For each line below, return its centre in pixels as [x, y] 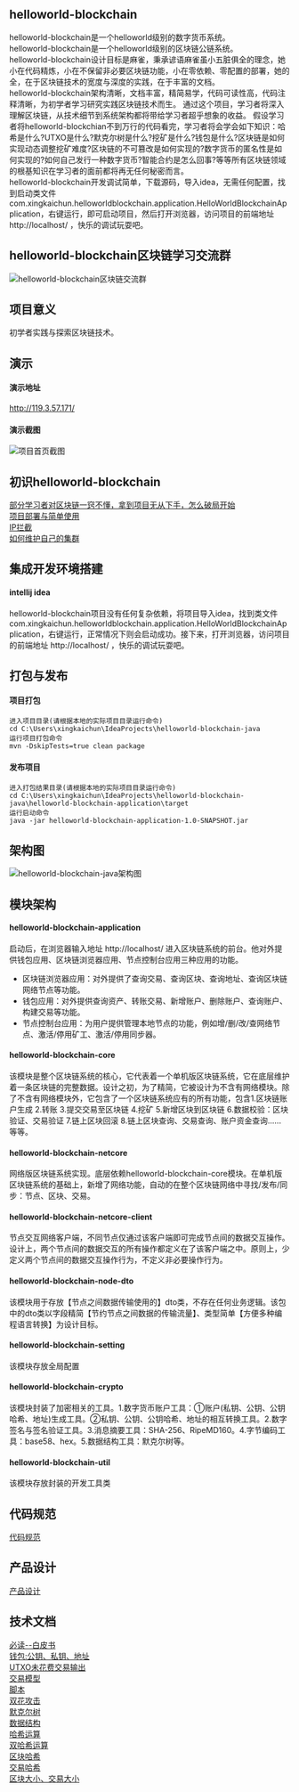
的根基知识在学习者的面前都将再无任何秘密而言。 [99, 171]
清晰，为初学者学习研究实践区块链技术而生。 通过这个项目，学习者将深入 [150, 104]
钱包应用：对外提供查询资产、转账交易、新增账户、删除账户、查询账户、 [154, 1000]
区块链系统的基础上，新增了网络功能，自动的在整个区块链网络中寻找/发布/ [145, 1185]
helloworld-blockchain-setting [67, 1345]
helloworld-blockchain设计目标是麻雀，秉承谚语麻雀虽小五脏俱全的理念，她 [148, 59]
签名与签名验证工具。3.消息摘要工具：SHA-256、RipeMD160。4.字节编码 [144, 1430]
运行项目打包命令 [36, 738]
